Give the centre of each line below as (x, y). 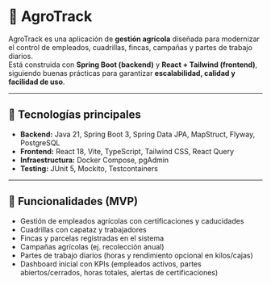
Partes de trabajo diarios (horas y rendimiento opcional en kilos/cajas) (137, 255)
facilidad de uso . (37, 82)
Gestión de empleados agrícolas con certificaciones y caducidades (132, 220)
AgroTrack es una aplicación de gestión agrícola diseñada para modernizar (134, 39)
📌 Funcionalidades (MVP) (73, 201)
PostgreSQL (40, 142)
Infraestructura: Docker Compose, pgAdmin (94, 160)
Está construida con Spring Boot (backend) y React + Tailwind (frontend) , (133, 65)
